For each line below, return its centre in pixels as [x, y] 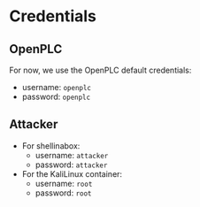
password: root [63, 193]
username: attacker [72, 155]
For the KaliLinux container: [72, 173]
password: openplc [56, 96]
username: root [64, 183]
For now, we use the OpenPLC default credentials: [100, 70]
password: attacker [71, 165]
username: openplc [56, 87]
